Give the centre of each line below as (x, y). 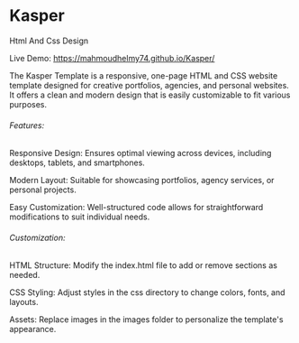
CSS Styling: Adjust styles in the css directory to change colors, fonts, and (147, 292)
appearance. (33, 329)
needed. (25, 275)
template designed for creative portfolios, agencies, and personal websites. (149, 85)
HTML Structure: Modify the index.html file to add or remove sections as (143, 265)
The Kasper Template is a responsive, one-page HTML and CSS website (144, 75)
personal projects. (43, 190)
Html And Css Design (49, 41)
